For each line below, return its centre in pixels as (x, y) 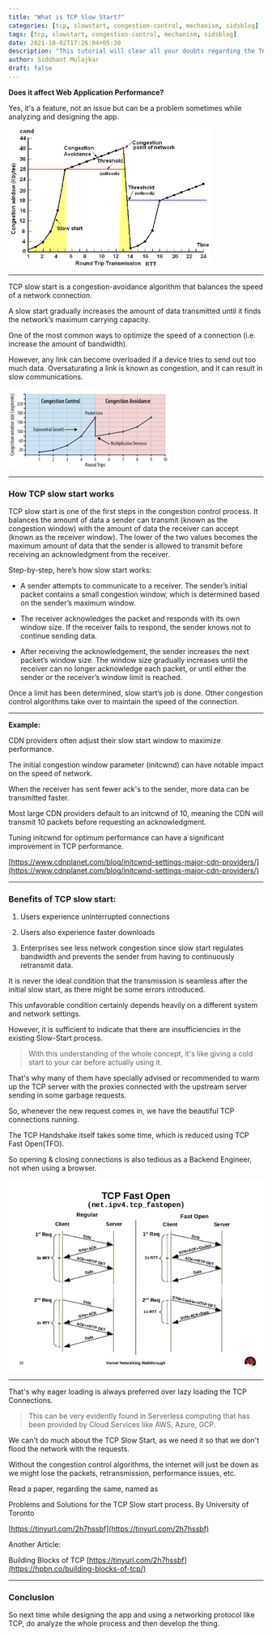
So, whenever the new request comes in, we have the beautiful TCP (121, 1111)
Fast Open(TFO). (36, 1144)
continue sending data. (58, 636)
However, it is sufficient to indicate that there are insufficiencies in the (125, 1030)
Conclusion (32, 1597)
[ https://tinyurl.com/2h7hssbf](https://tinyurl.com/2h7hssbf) (109, 1528)
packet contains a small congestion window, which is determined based (140, 594)
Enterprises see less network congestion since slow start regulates (132, 948)
